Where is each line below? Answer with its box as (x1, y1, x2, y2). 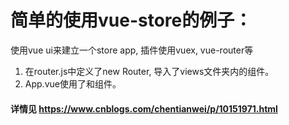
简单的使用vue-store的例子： (10, 9, 253, 32)
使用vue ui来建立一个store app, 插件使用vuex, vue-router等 (10, 44, 254, 56)
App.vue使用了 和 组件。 (24, 77, 122, 90)
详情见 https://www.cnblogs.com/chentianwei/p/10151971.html (10, 102, 278, 115)
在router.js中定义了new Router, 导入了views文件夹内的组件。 (24, 65, 275, 77)
